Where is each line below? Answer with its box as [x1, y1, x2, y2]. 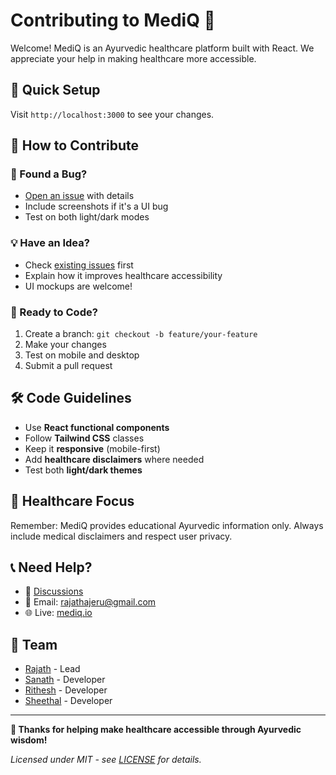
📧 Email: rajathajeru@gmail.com [24, 596, 157, 608]
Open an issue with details [24, 190, 135, 202]
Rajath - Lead [24, 663, 81, 675]
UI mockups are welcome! [24, 280, 133, 292]
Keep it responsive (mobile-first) [24, 442, 161, 454]
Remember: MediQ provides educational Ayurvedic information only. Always [10, 519, 324, 531]
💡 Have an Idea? [10, 236, 90, 250]
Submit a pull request [24, 360, 113, 372]
